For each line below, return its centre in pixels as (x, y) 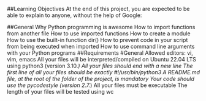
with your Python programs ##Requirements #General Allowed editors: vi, (100, 53)
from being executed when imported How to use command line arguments (101, 46)
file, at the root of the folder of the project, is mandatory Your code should (101, 79)
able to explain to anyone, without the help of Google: (74, 15)
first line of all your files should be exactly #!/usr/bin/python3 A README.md (103, 72)
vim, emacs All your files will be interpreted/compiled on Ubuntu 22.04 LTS (102, 59)
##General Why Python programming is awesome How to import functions (101, 27)
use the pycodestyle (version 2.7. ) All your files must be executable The (97, 85)
